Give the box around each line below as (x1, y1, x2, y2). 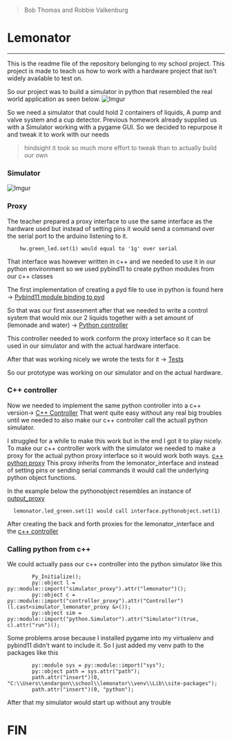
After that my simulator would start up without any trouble (7, 698, 171, 707)
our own (23, 151, 48, 159)
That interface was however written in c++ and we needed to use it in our (7, 257, 216, 266)
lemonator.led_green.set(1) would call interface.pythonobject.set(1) (13, 508, 221, 514)
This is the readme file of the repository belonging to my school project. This (7, 59, 225, 68)
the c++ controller (7, 527, 59, 535)
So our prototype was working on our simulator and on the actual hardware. (7, 368, 223, 376)
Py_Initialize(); (32, 573, 81, 580)
